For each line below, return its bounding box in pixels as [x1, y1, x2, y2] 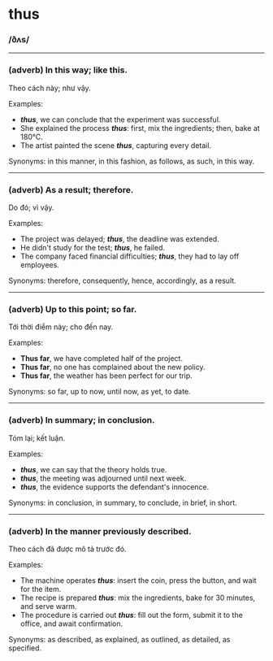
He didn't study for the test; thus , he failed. [19, 243, 165, 253]
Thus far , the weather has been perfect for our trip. [19, 371, 193, 381]
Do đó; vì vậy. [8, 202, 54, 212]
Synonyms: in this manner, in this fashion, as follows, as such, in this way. [8, 156, 254, 166]
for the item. [19, 584, 62, 594]
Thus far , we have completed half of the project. [19, 354, 183, 363]
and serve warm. [19, 601, 77, 611]
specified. [8, 643, 42, 653]
